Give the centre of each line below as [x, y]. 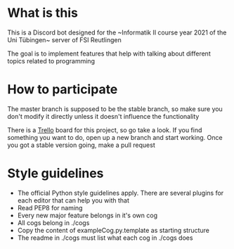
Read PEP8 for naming [50, 207]
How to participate [63, 90]
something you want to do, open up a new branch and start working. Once [115, 137]
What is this [43, 13]
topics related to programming [51, 60]
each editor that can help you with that [73, 200]
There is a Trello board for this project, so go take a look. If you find [105, 130]
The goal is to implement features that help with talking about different [109, 53]
